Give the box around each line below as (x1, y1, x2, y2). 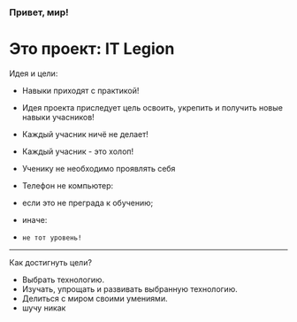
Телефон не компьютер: (21, 180, 113, 191)
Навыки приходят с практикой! (21, 85, 140, 96)
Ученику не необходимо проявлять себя (21, 163, 176, 173)
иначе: (21, 214, 48, 225)
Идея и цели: (9, 68, 58, 79)
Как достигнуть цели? (9, 257, 93, 267)
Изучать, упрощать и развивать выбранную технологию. (21, 283, 238, 294)
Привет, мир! (9, 6, 69, 19)
